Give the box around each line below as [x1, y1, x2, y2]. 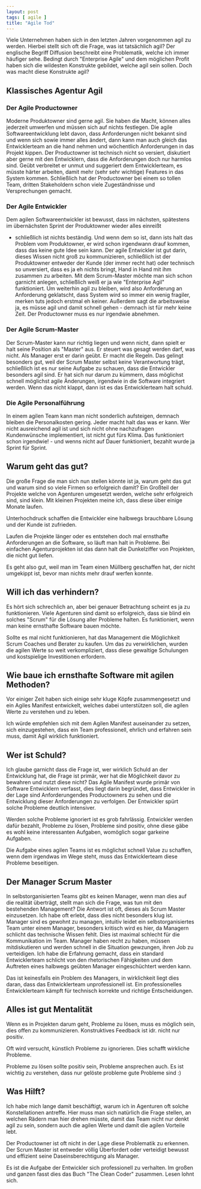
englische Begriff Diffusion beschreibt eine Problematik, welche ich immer [6, 49, 190, 56]
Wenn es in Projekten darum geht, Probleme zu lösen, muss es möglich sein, [6, 1020, 196, 1028]
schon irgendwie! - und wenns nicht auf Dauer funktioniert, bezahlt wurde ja [6, 437, 195, 445]
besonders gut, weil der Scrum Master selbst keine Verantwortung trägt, [6, 358, 185, 365]
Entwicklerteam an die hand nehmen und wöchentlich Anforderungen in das [6, 143, 194, 150]
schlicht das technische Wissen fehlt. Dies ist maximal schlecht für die [6, 931, 180, 938]
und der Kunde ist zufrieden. [6, 521, 77, 528]
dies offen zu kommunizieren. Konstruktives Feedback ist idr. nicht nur [6, 1026, 181, 1034]
